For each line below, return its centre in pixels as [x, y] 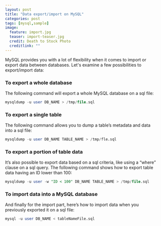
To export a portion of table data [44, 151]
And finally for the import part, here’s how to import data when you [72, 205]
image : [12, 28]
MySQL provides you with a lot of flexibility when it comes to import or [76, 59]
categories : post [23, 19]
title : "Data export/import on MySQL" [44, 14]
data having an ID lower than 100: [39, 173]
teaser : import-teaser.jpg [37, 37]
